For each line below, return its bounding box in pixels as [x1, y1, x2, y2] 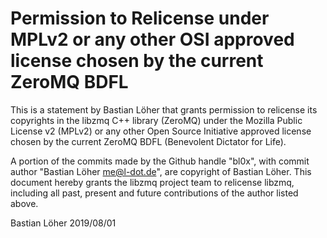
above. [10, 197, 39, 209]
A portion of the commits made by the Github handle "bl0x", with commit [10, 155, 310, 167]
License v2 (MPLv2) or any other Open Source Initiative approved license [10, 125, 312, 137]
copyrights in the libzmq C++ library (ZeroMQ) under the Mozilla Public [10, 114, 303, 126]
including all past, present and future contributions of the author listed [10, 187, 299, 199]
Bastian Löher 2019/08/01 [10, 217, 117, 229]
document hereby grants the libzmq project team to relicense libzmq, [10, 176, 295, 188]
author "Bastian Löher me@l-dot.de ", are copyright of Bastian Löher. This [10, 165, 312, 177]
